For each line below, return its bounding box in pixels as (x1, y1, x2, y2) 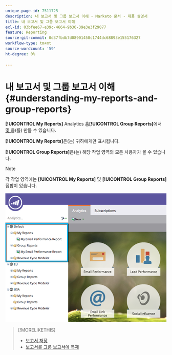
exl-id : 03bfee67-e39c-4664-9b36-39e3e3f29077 (5, 25, 106, 30)
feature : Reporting (5, 30, 47, 35)
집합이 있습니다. (5, 182, 37, 189)
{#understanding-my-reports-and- (5, 92, 158, 104)
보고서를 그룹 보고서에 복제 (25, 344, 79, 350)
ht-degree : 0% (5, 51, 36, 56)
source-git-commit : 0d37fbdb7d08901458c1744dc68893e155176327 (5, 35, 141, 40)
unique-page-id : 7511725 (5, 8, 58, 13)
